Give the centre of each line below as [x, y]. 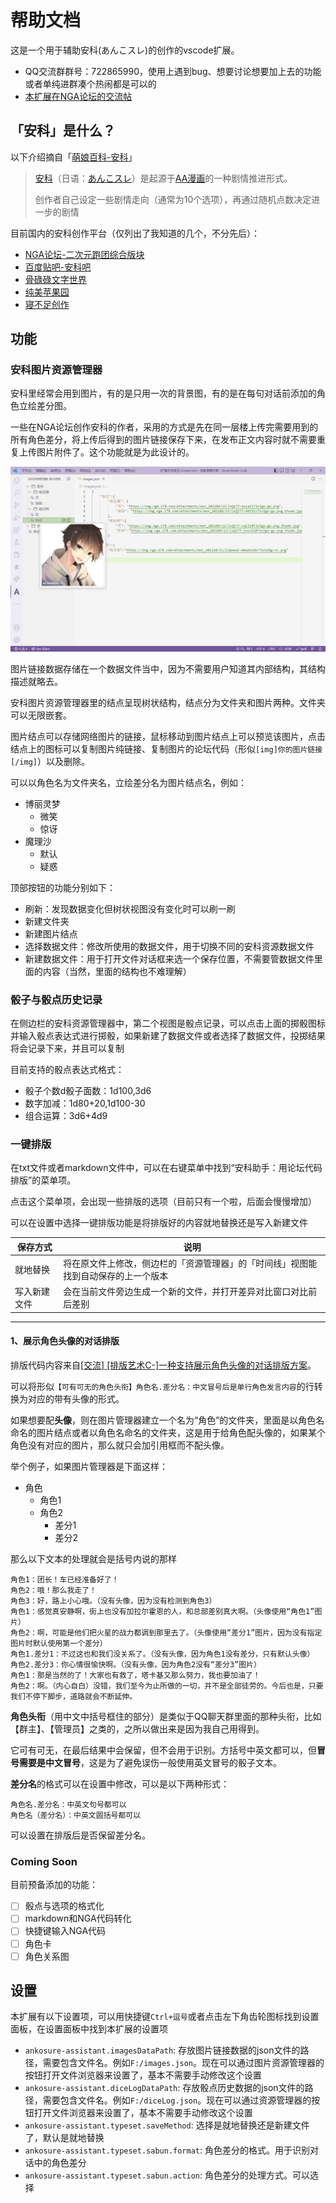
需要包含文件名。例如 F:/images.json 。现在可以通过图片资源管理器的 [183, 2063]
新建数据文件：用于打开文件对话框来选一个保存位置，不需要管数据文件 [169, 958]
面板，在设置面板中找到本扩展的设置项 [89, 2029]
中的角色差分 [60, 2163]
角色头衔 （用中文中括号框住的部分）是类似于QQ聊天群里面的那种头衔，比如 [166, 1717]
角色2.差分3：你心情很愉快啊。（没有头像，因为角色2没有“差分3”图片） [136, 1665]
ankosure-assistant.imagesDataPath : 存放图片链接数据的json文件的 [162, 2050]
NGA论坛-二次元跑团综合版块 [84, 254]
